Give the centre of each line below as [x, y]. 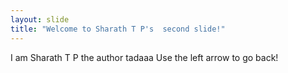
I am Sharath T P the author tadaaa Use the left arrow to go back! [144, 57]
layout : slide [40, 19]
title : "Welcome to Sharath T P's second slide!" [118, 29]
